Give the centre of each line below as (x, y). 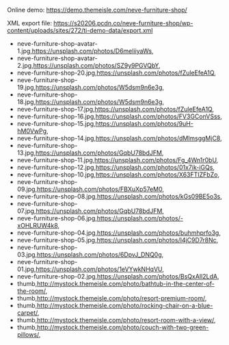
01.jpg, (26, 269)
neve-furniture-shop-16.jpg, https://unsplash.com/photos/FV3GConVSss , (119, 116)
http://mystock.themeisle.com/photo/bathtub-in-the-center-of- (126, 284)
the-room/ (31, 291)
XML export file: (30, 23)
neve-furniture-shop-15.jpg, (56, 124)
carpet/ (27, 313)
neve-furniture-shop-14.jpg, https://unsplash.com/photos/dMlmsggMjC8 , (119, 138)
